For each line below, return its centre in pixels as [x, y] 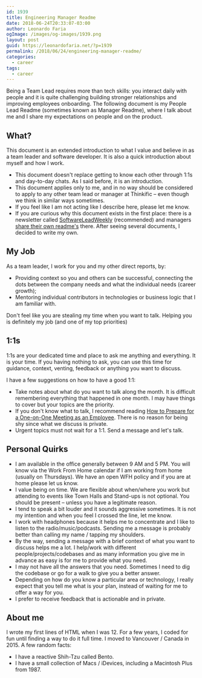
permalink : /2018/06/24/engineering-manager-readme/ [74, 51]
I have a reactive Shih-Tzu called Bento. [64, 657]
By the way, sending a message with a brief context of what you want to [105, 541]
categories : [21, 57]
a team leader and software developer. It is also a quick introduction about [99, 157]
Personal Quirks [37, 449]
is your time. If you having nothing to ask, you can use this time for [89, 362]
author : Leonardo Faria [36, 29]
